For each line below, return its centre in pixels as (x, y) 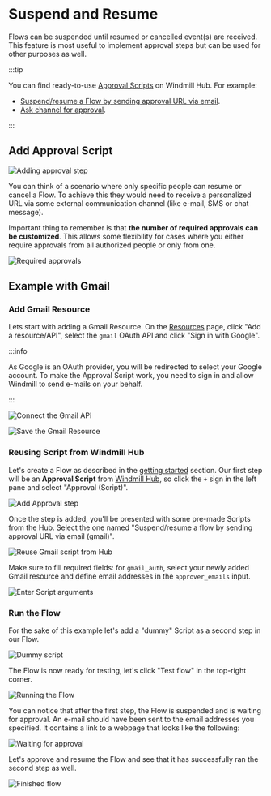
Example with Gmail (59, 286)
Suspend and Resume (83, 14)
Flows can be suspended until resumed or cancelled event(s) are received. (133, 37)
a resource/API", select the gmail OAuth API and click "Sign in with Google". (134, 336)
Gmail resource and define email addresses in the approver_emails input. (129, 576)
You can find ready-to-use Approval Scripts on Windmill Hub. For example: (133, 85)
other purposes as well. (48, 54)
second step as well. (42, 768)
